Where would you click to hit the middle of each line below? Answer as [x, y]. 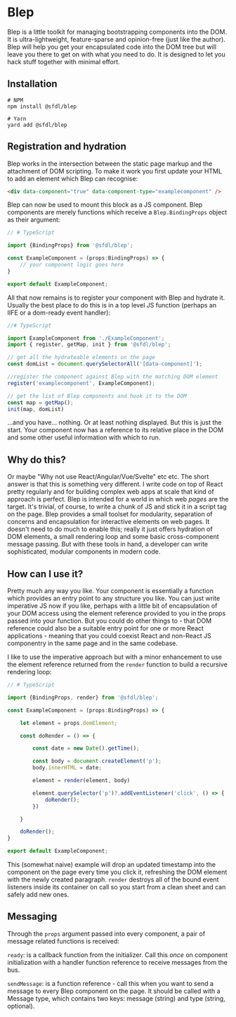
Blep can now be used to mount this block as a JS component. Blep [105, 205]
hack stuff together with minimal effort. [64, 61]
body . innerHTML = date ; [67, 768]
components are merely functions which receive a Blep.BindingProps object [117, 212]
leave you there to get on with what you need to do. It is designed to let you [117, 54]
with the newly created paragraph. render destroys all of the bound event [113, 879]
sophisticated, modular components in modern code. [84, 552]
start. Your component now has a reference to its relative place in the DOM [115, 430]
